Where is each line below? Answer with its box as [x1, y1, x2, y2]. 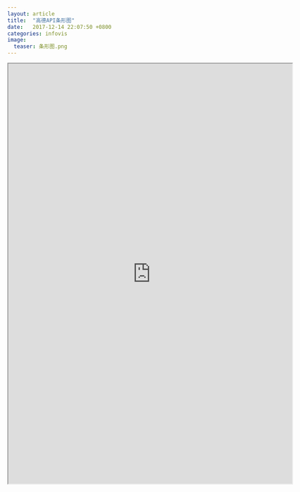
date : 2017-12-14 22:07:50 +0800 [7, 23, 112, 30]
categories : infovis [7, 30, 68, 37]
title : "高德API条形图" [7, 17, 75, 24]
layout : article [7, 10, 55, 18]
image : [7, 37, 27, 44]
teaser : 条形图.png [13, 43, 68, 50]
